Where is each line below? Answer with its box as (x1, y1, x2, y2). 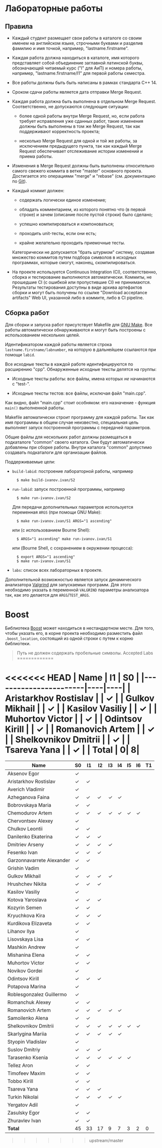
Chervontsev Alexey (7, 817, 53, 824)
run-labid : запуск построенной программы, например (12, 486, 125, 492)
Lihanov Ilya (7, 928, 35, 934)
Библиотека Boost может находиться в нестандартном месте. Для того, (5, 625, 155, 631)
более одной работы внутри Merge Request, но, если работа (19, 113, 145, 119)
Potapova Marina (7, 983, 46, 990)
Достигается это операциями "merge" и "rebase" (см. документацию (12, 173, 156, 179)
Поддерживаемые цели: (5, 459, 56, 465)
